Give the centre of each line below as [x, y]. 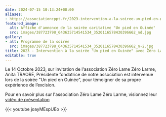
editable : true [21, 55]
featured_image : [22, 23]
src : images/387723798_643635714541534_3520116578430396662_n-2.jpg [82, 46]
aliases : [14, 14]
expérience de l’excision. [30, 85]
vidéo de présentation [27, 100]
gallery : [14, 37]
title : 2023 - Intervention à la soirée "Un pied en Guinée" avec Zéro [80, 51]
